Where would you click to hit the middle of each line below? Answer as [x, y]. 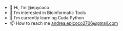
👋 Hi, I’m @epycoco [30, 8]
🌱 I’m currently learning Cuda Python [47, 18]
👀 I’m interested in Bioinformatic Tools [48, 13]
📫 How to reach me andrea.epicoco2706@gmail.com [64, 23]
